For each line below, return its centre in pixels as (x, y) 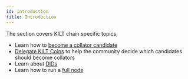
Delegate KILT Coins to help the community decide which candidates (98, 51)
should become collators (45, 57)
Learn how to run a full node (49, 70)
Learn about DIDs (36, 63)
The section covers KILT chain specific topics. (62, 33)
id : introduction (27, 11)
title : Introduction (32, 17)
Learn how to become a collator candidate (66, 45)
